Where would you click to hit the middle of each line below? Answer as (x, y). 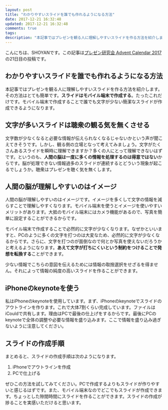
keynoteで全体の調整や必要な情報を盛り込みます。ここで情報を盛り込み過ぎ (83, 320)
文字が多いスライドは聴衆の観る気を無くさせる (77, 125)
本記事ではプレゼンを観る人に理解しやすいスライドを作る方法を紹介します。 (84, 89)
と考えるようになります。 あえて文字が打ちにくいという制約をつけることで (81, 247)
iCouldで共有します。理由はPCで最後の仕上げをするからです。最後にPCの (81, 313)
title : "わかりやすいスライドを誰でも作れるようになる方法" (60, 14)
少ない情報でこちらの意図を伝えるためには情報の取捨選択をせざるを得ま (79, 264)
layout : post (19, 10)
